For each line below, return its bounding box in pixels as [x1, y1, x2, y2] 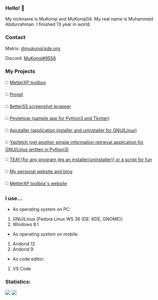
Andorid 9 [12, 246, 34, 252]
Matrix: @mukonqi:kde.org [5, 45, 61, 51]
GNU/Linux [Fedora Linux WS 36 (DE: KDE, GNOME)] [12, 216, 123, 222]
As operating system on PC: [12, 206, 71, 212]
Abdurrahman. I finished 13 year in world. [5, 21, 91, 27]
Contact [5, 34, 26, 41]
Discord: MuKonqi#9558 [5, 55, 57, 61]
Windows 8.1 [12, 221, 39, 228]
